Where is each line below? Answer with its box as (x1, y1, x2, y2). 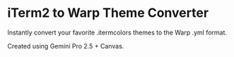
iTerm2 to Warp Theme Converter (7, 5, 209, 21)
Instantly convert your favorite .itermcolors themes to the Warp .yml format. (7, 28, 228, 37)
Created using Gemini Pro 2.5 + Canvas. (7, 42, 124, 50)
